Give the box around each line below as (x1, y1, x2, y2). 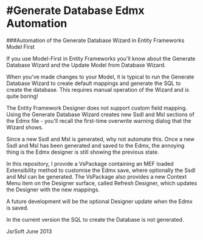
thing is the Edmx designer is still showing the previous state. (6, 148, 159, 156)
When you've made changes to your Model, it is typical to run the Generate (6, 73, 194, 80)
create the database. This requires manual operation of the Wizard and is (6, 86, 190, 93)
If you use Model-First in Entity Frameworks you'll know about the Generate (6, 55, 196, 62)
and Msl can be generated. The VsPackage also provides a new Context (6, 173, 187, 180)
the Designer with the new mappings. (6, 186, 100, 193)
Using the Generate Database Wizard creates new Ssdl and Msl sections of (6, 111, 194, 118)
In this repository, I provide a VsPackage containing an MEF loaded (6, 160, 174, 167)
